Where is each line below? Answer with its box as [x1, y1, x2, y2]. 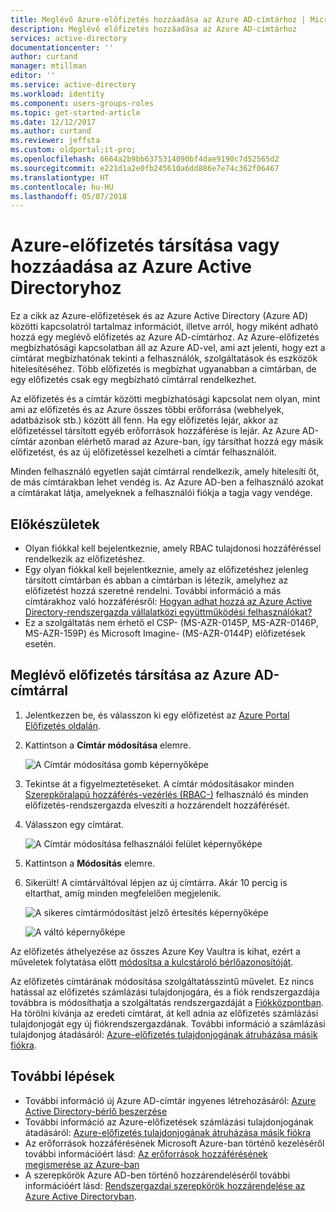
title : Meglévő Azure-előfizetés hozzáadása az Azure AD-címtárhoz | [10, 14, 307, 25]
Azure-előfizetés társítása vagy [10, 234, 280, 257]
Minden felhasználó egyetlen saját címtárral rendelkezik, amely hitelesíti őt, [10, 466, 320, 478]
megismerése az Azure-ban [24, 1158, 140, 1170]
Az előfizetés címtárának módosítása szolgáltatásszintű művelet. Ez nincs [10, 975, 315, 987]
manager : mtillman [10, 61, 87, 71]
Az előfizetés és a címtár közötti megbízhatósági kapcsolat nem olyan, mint [10, 393, 321, 405]
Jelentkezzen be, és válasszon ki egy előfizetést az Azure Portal [24, 709, 290, 721]
